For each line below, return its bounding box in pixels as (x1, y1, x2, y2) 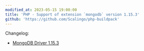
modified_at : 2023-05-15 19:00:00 (5, 7, 77, 12)
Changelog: (5, 30, 29, 36)
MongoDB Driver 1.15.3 (12, 40, 59, 46)
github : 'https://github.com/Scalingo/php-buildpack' (5, 16, 120, 21)
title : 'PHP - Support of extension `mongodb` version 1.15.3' (5, 12, 140, 17)
